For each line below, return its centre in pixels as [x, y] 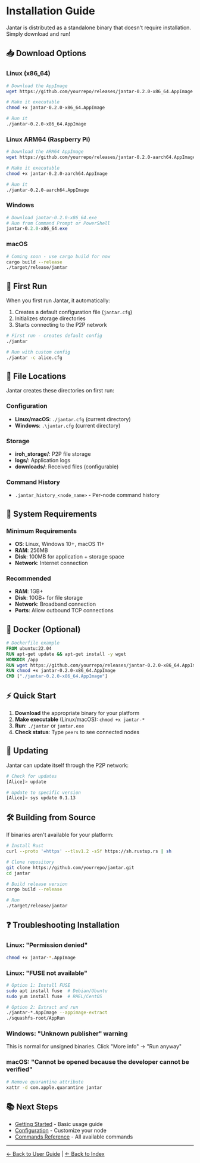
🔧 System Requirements [51, 514]
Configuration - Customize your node [61, 1131]
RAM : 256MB [31, 550]
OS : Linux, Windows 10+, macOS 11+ [60, 544]
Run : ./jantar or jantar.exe [49, 726]
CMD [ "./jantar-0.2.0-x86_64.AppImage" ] [57, 676]
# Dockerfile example [33, 643]
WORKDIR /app [22, 659]
